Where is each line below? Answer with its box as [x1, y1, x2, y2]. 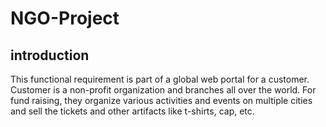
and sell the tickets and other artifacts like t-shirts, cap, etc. [10, 105, 255, 117]
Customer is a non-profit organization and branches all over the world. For [10, 84, 317, 96]
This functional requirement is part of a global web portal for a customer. [10, 73, 310, 85]
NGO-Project [10, 7, 120, 30]
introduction [10, 47, 90, 64]
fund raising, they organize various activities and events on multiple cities [10, 95, 313, 106]
